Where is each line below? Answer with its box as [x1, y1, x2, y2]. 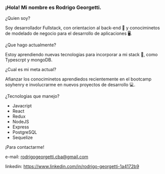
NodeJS [12, 119, 29, 125]
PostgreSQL [12, 129, 37, 135]
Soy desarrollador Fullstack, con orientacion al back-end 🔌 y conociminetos [5, 25, 160, 31]
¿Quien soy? [5, 15, 31, 21]
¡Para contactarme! [5, 144, 45, 150]
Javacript [12, 103, 32, 109]
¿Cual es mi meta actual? [5, 67, 56, 73]
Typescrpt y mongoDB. [5, 57, 53, 63]
